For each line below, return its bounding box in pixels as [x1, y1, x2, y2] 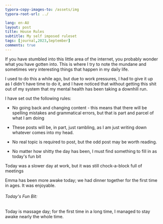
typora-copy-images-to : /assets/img [5, 7, 79, 12]
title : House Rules [5, 30, 45, 34]
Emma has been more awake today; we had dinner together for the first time [5, 177, 158, 183]
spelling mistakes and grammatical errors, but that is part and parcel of [12, 110, 154, 116]
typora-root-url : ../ [5, 12, 49, 16]
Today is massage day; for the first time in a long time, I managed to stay [5, 209, 150, 214]
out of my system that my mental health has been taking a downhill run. [5, 86, 148, 92]
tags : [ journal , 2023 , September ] [5, 38, 70, 44]
